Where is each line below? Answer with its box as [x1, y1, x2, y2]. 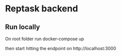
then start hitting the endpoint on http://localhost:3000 [5, 46, 116, 51]
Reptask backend [5, 3, 78, 14]
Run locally [5, 23, 40, 31]
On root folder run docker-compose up [5, 36, 84, 42]
